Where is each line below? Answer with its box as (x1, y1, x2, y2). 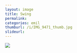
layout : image (5, 7, 34, 12)
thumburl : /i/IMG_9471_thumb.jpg (5, 25, 73, 30)
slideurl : (5, 29, 25, 34)
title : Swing (5, 12, 31, 16)
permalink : (5, 16, 27, 21)
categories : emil (5, 20, 40, 26)
